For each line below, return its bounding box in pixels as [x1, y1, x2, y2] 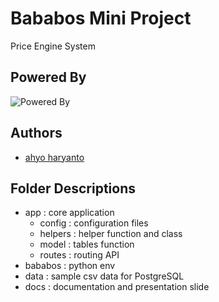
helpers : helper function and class [39, 228, 183, 240]
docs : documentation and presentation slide [24, 281, 210, 293]
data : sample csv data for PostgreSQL [24, 270, 185, 282]
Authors [10, 125, 63, 142]
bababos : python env [24, 260, 116, 272]
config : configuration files [39, 217, 149, 229]
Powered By [10, 69, 87, 86]
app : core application [24, 207, 115, 219]
